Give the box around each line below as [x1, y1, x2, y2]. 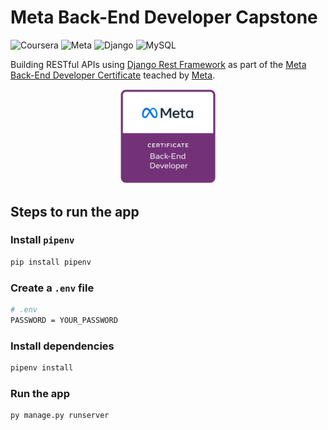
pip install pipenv [10, 257, 92, 267]
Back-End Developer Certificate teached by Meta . [10, 69, 216, 81]
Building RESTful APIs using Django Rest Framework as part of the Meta [10, 58, 307, 70]
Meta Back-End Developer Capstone [10, 6, 318, 29]
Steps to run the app [10, 203, 140, 220]
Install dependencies [10, 339, 115, 353]
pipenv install [10, 363, 74, 373]
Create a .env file [10, 281, 95, 295]
